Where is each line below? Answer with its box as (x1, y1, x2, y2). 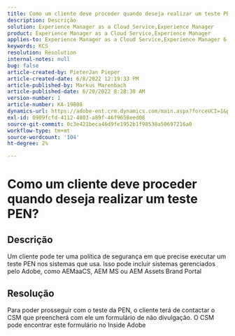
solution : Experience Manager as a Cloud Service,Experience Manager (7, 23, 215, 30)
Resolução (7, 287, 55, 299)
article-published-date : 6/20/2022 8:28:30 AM (7, 88, 145, 95)
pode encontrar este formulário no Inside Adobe (7, 321, 146, 329)
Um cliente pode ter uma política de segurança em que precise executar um (7, 252, 227, 261)
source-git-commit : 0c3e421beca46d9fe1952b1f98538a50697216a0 (7, 120, 192, 128)
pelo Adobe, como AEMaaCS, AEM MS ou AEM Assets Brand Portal (7, 267, 201, 276)
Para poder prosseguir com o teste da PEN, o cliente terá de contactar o (7, 305, 215, 314)
